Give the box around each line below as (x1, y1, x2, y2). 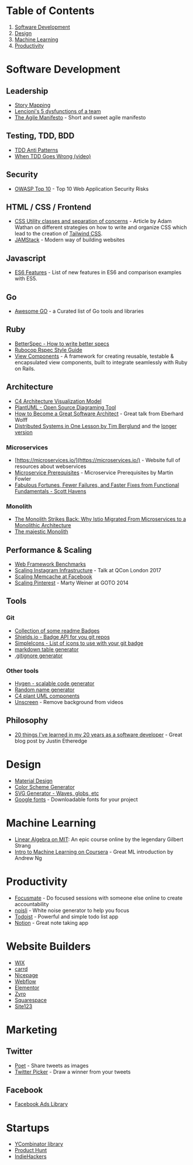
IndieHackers (14, 1153, 47, 1160)
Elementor (14, 984, 40, 991)
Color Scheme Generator (14, 783, 75, 790)
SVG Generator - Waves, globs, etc (14, 790, 99, 797)
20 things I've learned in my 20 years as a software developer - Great (14, 731, 182, 738)
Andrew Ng (14, 854, 42, 862)
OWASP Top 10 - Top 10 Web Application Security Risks (14, 185, 149, 192)
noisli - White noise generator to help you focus (14, 907, 130, 914)
